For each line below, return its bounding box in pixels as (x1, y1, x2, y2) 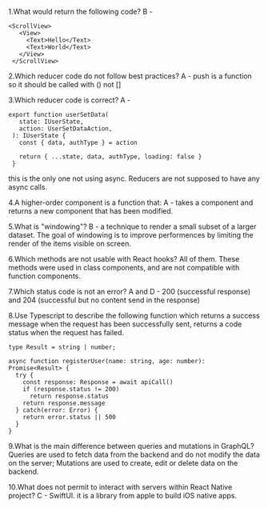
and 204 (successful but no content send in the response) (8, 295, 200, 305)
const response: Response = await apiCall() (22, 378, 174, 386)
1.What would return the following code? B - (8, 7, 154, 16)
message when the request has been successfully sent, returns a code (8, 319, 242, 329)
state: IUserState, (18, 118, 84, 126)
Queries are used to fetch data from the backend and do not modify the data (8, 450, 260, 459)
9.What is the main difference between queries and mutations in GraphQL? (8, 442, 254, 450)
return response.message (22, 399, 106, 407)
